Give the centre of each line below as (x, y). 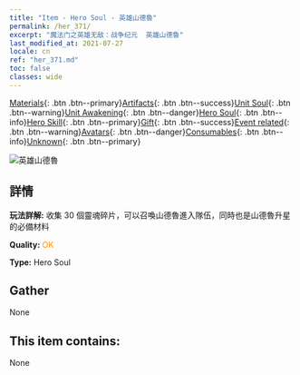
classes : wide (36, 77)
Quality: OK (32, 244)
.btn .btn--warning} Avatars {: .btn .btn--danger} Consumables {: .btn (135, 132)
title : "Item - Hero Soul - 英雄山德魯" (83, 18)
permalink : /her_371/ (50, 26)
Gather (29, 290)
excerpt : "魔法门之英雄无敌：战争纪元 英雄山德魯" (97, 35)
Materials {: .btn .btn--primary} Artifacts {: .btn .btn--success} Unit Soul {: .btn (150, 103)
